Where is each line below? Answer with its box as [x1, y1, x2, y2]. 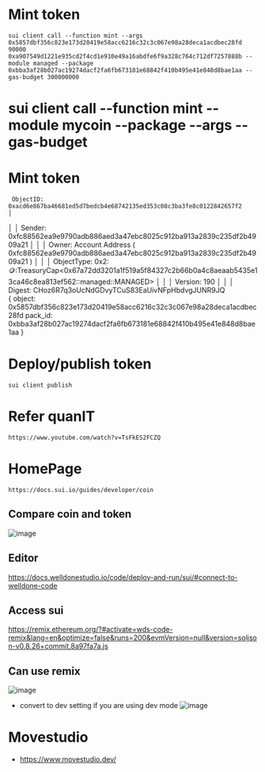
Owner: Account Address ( [48, 240, 136, 250]
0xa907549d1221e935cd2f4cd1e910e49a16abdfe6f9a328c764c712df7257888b [8, 52, 243, 60]
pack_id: [25, 311, 53, 320]
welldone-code [8, 581, 58, 590]
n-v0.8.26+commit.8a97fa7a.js [8, 641, 108, 651]
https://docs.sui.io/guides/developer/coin [8, 486, 154, 494]
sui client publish [8, 381, 73, 389]
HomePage [8, 460, 82, 478]
